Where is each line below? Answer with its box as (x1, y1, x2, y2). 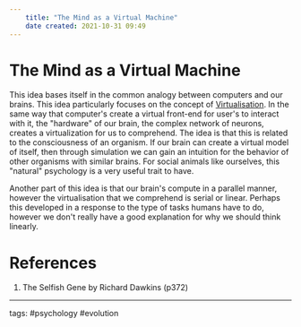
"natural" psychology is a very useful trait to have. (9, 166, 194, 176)
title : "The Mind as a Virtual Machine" (25, 13, 178, 22)
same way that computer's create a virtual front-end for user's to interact (9, 108, 279, 119)
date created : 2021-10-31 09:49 (25, 22, 146, 30)
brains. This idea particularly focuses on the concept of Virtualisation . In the (9, 99, 289, 110)
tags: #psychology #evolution (9, 308, 119, 319)
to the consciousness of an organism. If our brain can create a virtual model (9, 137, 289, 148)
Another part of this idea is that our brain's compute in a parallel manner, (9, 183, 278, 194)
